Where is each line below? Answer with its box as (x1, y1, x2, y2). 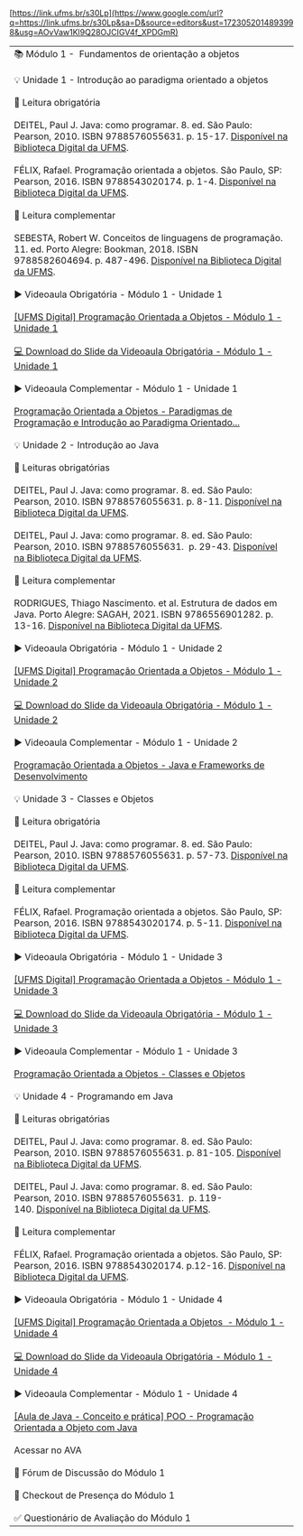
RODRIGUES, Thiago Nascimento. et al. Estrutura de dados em (14, 597, 278, 609)
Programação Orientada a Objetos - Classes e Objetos (14, 1067, 246, 1080)
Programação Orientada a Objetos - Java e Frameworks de (14, 759, 265, 771)
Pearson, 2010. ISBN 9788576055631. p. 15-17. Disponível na (14, 130, 289, 143)
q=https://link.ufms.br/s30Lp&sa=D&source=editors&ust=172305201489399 (9, 17, 294, 28)
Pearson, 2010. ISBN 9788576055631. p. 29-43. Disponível (14, 541, 278, 553)
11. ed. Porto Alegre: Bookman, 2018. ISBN (14, 243, 198, 256)
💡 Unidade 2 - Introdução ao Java (14, 439, 160, 451)
